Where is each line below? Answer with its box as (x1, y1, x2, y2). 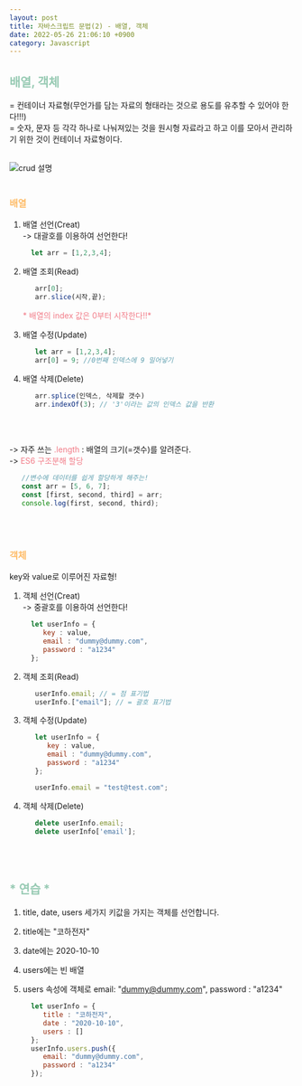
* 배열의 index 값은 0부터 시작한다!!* (22, 309, 151, 321)
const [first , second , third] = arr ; (21, 490, 164, 500)
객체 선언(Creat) (22, 590, 81, 601)
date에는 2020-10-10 (22, 946, 100, 957)
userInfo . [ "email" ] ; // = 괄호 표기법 (34, 697, 171, 706)
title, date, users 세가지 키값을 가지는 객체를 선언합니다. (22, 907, 220, 918)
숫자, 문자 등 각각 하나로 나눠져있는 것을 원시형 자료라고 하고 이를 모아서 (16, 123, 269, 134)
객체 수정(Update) (22, 715, 87, 726)
